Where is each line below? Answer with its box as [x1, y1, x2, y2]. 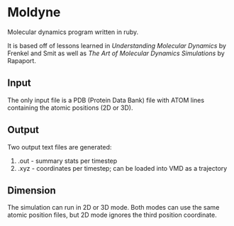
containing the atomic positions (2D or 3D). [7, 103, 133, 112]
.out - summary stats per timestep [17, 157, 118, 165]
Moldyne [7, 4, 61, 21]
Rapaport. [7, 56, 37, 64]
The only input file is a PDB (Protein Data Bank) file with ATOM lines [7, 96, 204, 104]
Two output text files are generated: [7, 142, 112, 151]
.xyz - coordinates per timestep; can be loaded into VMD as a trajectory [17, 164, 228, 172]
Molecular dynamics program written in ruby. [7, 28, 139, 36]
